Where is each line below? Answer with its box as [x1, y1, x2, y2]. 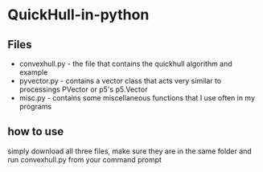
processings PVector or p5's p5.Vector [18, 84, 148, 94]
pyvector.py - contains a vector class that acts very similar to [18, 76, 222, 85]
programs [18, 102, 52, 111]
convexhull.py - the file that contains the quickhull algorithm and [18, 59, 232, 68]
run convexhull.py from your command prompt [7, 154, 162, 164]
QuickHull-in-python [7, 6, 150, 24]
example [18, 68, 48, 77]
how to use [7, 125, 64, 138]
